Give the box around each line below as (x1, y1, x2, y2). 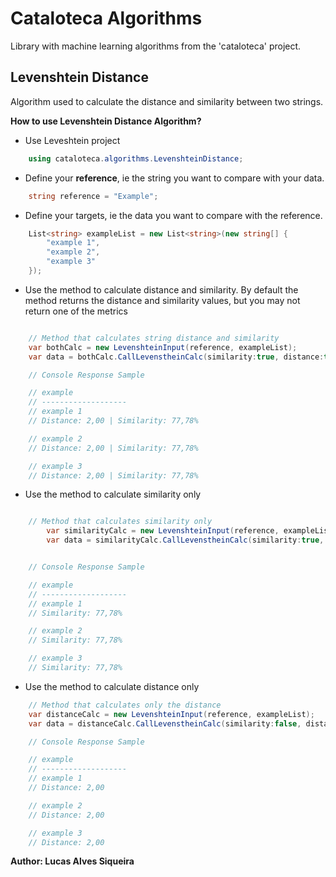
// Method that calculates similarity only (28, 517, 213, 527)
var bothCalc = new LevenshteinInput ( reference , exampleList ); (28, 342, 298, 352)
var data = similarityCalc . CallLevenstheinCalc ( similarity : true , (46, 535, 325, 546)
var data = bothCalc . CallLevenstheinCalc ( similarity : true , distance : (28, 352, 325, 362)
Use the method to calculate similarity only (24, 488, 202, 501)
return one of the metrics (24, 305, 128, 317)
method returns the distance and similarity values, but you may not (24, 294, 301, 306)
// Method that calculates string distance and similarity (28, 333, 280, 343)
